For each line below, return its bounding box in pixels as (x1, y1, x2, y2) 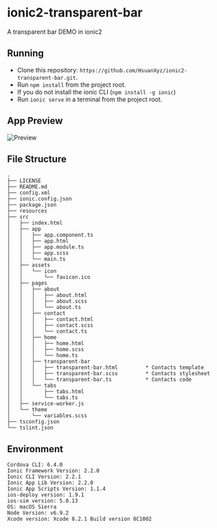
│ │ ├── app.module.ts (7, 244, 84, 251)
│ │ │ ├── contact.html (7, 316, 94, 323)
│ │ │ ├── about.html (7, 292, 88, 299)
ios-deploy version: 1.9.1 (7, 492, 84, 498)
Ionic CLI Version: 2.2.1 (7, 474, 81, 481)
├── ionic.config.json (7, 196, 72, 202)
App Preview (7, 115, 63, 127)
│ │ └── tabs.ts (7, 394, 78, 401)
